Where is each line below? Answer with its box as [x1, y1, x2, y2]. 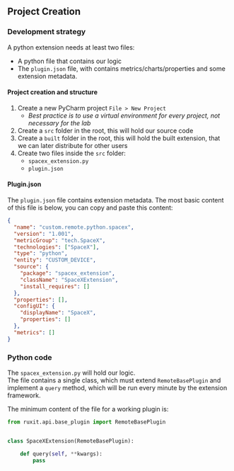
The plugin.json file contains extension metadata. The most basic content [7, 196, 224, 205]
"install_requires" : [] [20, 283, 90, 290]
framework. [7, 391, 41, 399]
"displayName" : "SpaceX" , [20, 310, 97, 317]
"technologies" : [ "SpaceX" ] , [13, 244, 100, 251]
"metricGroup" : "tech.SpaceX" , [13, 237, 106, 244]
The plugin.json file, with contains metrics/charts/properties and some [17, 64, 226, 73]
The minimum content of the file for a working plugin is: [7, 405, 169, 414]
